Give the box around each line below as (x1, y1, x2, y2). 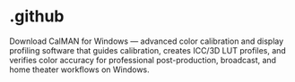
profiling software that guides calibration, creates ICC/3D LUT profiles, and (9, 45, 287, 55)
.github (9, 6, 65, 27)
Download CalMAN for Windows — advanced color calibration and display (9, 36, 284, 46)
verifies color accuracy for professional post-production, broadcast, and (9, 54, 276, 65)
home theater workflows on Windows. (9, 64, 150, 75)
